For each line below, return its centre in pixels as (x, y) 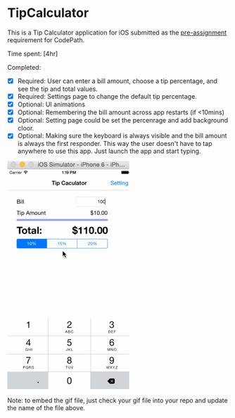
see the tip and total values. (58, 89)
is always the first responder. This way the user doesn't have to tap (115, 144)
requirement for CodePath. (46, 39)
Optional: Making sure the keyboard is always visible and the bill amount (122, 136)
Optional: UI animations (51, 104)
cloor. (26, 128)
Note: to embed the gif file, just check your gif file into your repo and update (118, 400)
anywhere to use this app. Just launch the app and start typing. (109, 151)
